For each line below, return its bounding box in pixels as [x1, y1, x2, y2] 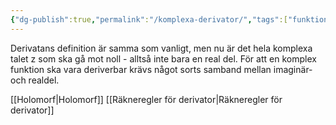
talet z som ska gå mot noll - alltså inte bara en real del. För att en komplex [10, 52, 317, 65]
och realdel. [10, 74, 60, 86]
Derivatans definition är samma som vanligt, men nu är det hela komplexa [10, 42, 313, 54]
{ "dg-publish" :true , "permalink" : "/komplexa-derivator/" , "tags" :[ [10, 14, 288, 25]
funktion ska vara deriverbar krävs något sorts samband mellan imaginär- [10, 63, 313, 75]
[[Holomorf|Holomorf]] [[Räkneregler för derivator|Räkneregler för [10, 93, 283, 105]
